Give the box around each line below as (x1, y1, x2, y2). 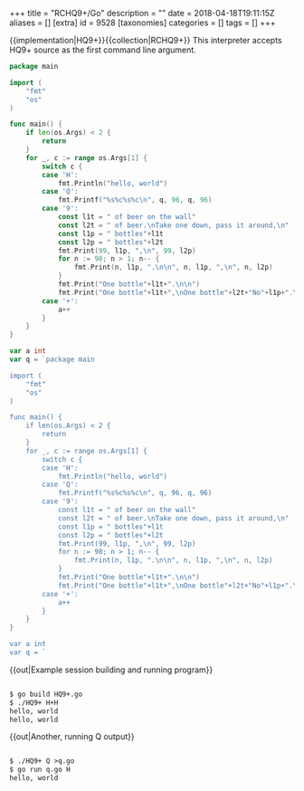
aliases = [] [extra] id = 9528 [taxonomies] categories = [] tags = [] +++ (9, 17, 276, 28)
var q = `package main (9, 355, 95, 364)
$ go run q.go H (9, 765, 71, 775)
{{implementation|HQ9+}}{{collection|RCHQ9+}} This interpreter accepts (9, 35, 282, 45)
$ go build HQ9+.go (9, 690, 83, 699)
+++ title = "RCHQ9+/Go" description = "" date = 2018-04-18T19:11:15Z (9, 8, 275, 18)
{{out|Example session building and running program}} (9, 664, 214, 675)
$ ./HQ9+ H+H (9, 698, 59, 707)
